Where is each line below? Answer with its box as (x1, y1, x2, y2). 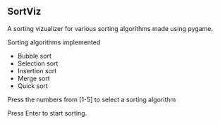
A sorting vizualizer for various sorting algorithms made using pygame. (7, 24, 214, 32)
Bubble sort (17, 51, 51, 60)
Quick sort (17, 81, 48, 90)
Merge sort (17, 74, 51, 82)
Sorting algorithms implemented (7, 38, 101, 46)
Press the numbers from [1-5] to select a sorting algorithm (7, 95, 176, 104)
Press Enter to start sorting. (7, 108, 87, 117)
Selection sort (17, 59, 59, 68)
